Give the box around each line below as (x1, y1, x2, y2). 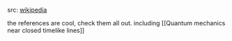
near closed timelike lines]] (7, 27, 85, 34)
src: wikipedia (7, 6, 47, 14)
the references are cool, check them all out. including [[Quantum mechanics (7, 19, 226, 27)
